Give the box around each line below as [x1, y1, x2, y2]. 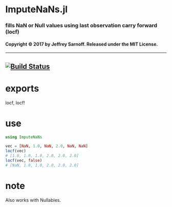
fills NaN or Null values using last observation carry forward [5, 22, 158, 29]
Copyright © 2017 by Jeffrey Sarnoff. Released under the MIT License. [5, 41, 158, 47]
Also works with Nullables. [5, 197, 61, 203]
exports [5, 82, 39, 94]
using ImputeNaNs [5, 134, 42, 139]
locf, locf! [5, 99, 26, 106]
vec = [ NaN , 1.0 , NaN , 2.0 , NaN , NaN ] [5, 143, 88, 149]
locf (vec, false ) [5, 158, 42, 163]
